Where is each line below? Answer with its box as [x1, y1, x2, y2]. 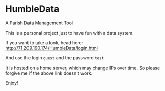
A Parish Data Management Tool [5, 20, 73, 26]
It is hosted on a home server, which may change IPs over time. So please [5, 65, 160, 71]
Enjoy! [5, 80, 19, 86]
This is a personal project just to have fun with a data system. [5, 29, 134, 36]
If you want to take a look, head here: [5, 39, 84, 46]
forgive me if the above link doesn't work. [5, 70, 93, 76]
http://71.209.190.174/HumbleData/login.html [5, 45, 98, 51]
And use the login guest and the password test [5, 54, 104, 61]
